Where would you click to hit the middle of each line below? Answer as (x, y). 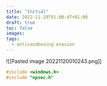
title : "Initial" (27, 11)
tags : (13, 39)
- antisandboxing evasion (43, 45)
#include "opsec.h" (30, 77)
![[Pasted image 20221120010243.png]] (54, 61)
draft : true (21, 22)
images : (16, 34)
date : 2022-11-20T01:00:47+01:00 (47, 17)
